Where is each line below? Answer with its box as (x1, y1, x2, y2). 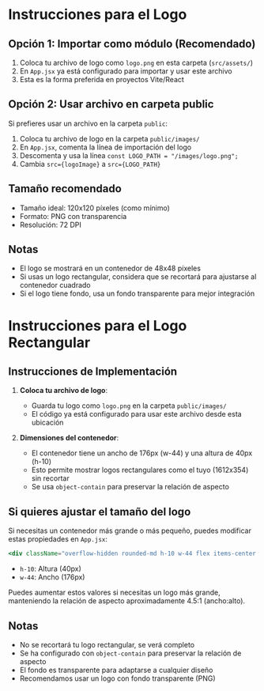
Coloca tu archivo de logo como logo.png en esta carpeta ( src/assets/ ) (19, 58, 254, 67)
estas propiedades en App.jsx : (8, 534, 108, 544)
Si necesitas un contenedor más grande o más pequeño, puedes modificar (8, 526, 251, 535)
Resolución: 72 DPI (19, 220, 81, 229)
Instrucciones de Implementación (8, 365, 178, 379)
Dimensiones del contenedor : (19, 433, 119, 443)
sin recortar (31, 474, 70, 483)
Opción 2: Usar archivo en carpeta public (8, 97, 214, 111)
